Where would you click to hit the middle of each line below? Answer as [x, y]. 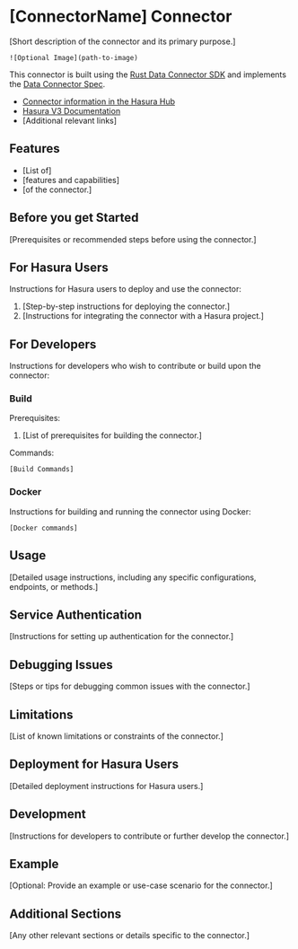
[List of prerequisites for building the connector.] [112, 435]
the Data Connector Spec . [57, 83]
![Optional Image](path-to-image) [74, 57]
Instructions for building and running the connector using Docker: [130, 511]
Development [48, 814]
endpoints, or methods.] [54, 586]
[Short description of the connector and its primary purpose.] [123, 41]
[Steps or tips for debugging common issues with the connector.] [130, 686]
